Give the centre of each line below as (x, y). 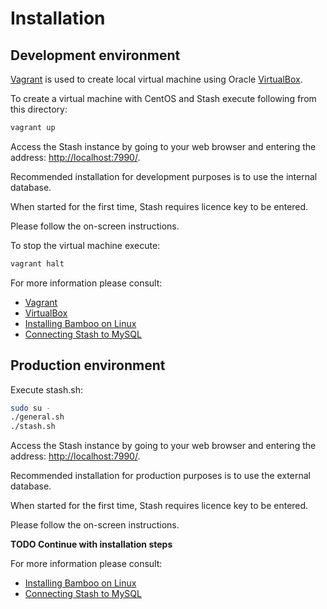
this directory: (39, 109)
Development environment (95, 55)
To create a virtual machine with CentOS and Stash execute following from (163, 98)
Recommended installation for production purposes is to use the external (160, 476)
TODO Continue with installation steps (91, 544)
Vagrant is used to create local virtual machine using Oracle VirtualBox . (156, 79)
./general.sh (37, 417)
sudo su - (31, 408)
